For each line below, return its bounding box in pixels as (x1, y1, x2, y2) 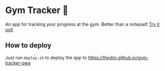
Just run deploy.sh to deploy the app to (5, 54, 87, 60)
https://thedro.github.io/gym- (88, 54, 149, 60)
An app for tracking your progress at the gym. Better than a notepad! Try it (5, 21, 160, 27)
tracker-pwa (5, 60, 31, 66)
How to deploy (5, 41, 52, 50)
